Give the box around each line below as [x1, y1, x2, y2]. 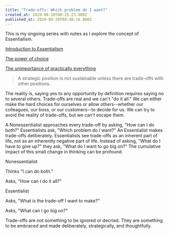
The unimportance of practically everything [5, 65, 96, 71]
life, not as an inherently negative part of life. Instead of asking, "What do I [5, 138, 161, 144]
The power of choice [5, 56, 49, 62]
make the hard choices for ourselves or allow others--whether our [5, 101, 144, 107]
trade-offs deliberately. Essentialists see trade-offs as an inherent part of [5, 133, 158, 139]
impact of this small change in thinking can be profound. [5, 149, 123, 155]
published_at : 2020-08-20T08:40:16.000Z [5, 17, 92, 22]
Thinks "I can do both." [5, 168, 53, 175]
